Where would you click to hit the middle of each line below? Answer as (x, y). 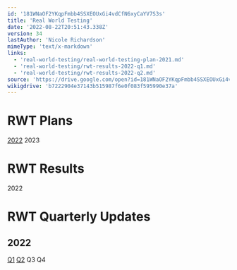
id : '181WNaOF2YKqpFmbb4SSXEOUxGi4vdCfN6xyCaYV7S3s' (86, 14)
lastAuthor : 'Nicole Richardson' (56, 40)
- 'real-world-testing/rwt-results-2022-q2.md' (85, 73)
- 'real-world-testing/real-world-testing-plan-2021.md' (99, 60)
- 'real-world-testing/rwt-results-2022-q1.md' (85, 66)
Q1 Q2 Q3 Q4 (26, 260)
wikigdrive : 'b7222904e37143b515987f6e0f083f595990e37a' (93, 86)
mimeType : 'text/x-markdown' (50, 47)
